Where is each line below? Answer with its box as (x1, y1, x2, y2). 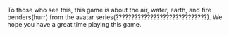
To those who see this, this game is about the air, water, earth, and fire (7, 6, 211, 14)
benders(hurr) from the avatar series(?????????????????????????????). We (7, 13, 223, 21)
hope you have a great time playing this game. (7, 21, 142, 28)
